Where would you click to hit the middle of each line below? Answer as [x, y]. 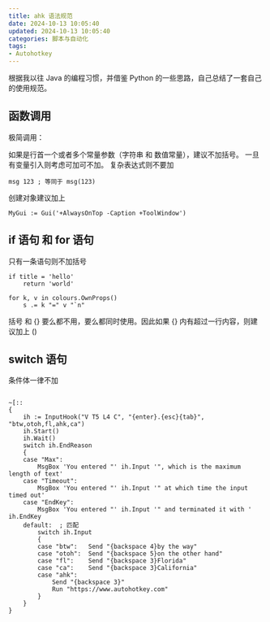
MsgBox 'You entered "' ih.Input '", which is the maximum [139, 467]
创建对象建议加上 [37, 198]
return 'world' [49, 284]
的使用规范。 [30, 88]
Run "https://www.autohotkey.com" [110, 589]
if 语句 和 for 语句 [51, 240]
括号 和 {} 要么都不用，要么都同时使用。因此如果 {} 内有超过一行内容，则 [130, 321]
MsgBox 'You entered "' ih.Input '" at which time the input [143, 489]
